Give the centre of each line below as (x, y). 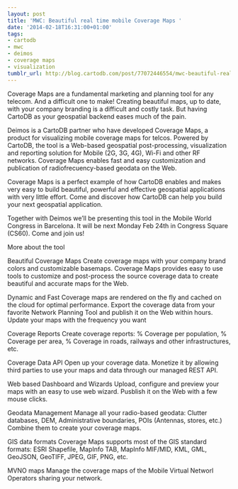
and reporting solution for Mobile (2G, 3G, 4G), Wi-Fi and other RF (104, 153)
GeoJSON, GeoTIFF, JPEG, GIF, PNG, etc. (68, 456)
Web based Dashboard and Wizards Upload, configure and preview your (113, 384)
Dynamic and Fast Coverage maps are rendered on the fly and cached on (114, 297)
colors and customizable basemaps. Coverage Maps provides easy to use (115, 268)
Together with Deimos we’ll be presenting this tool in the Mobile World (110, 218)
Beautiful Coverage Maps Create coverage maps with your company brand (117, 261)
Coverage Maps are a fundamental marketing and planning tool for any (110, 94)
